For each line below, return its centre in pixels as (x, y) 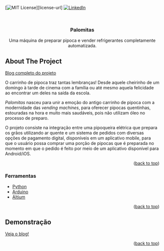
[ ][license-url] (34, 8)
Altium (19, 197)
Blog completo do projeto (31, 73)
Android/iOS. (18, 154)
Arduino (20, 192)
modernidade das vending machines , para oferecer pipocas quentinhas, (78, 108)
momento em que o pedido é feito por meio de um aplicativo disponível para (82, 149)
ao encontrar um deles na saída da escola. (48, 93)
